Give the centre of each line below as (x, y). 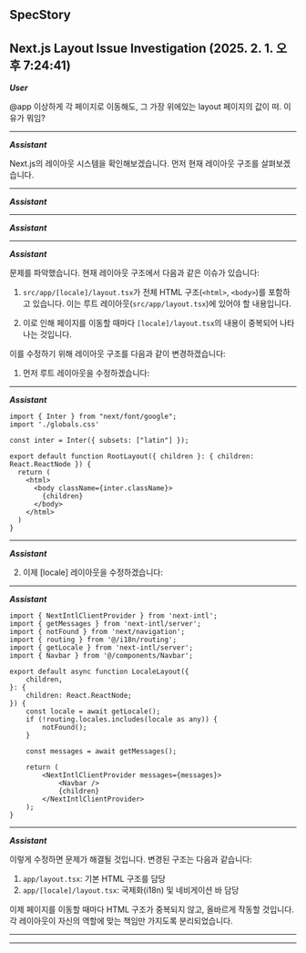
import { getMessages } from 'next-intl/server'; (106, 624)
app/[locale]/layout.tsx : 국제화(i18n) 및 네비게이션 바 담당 (131, 890)
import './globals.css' (55, 425)
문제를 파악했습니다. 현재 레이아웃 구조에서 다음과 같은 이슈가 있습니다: (134, 273)
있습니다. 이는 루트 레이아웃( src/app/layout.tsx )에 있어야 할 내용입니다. (162, 303)
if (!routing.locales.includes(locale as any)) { (122, 720)
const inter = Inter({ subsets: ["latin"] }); (99, 441)
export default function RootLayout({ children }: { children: (132, 456)
